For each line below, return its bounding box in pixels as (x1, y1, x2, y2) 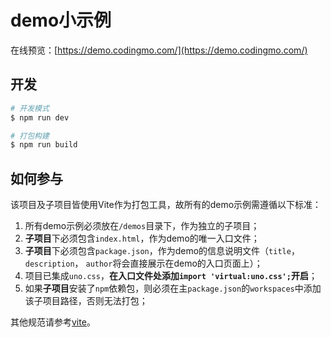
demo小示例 (10, 9, 112, 32)
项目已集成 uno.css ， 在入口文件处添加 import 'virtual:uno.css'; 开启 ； (24, 270, 318, 282)
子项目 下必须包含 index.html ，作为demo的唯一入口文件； (24, 232, 260, 245)
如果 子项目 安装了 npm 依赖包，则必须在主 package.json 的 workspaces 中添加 (24, 282, 322, 295)
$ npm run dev (10, 112, 70, 123)
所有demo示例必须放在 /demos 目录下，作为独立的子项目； (24, 220, 260, 232)
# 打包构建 (10, 131, 50, 141)
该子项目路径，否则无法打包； (24, 295, 148, 307)
